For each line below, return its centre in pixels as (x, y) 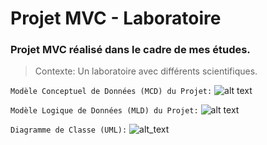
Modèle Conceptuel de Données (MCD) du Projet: (111, 92)
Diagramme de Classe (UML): (69, 130)
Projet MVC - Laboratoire (116, 18)
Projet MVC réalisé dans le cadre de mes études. (130, 50)
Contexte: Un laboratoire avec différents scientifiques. (146, 71)
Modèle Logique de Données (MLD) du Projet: (104, 111)
